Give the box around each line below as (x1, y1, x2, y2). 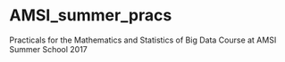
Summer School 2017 (9, 43, 88, 54)
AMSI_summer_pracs (9, 5, 172, 26)
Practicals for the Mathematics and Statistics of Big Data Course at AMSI (9, 35, 277, 45)
